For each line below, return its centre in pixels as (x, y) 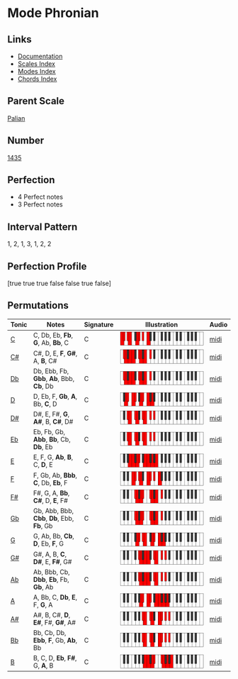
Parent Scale (36, 101)
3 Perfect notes (40, 204)
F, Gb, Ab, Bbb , (55, 475)
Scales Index (36, 64)
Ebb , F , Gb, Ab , (55, 641)
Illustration (161, 325)
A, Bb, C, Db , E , (55, 597)
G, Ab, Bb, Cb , (53, 536)
